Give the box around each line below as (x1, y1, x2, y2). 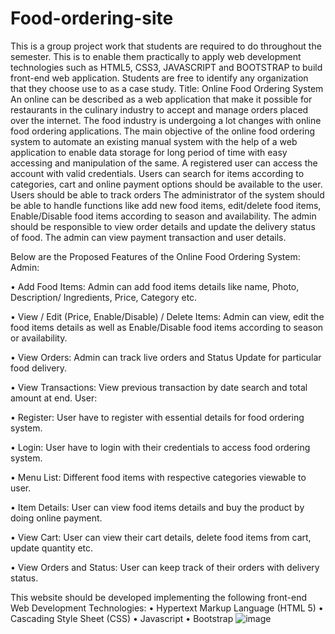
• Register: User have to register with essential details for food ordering (10, 411, 305, 423)
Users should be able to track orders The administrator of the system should (10, 188, 325, 201)
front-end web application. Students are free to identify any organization (10, 72, 309, 84)
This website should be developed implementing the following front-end (10, 591, 308, 603)
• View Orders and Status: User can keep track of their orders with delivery (10, 561, 320, 573)
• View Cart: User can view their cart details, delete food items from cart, (10, 531, 312, 543)
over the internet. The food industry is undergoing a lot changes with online (10, 114, 322, 126)
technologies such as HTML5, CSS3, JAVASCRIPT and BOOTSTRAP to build (10, 61, 323, 73)
